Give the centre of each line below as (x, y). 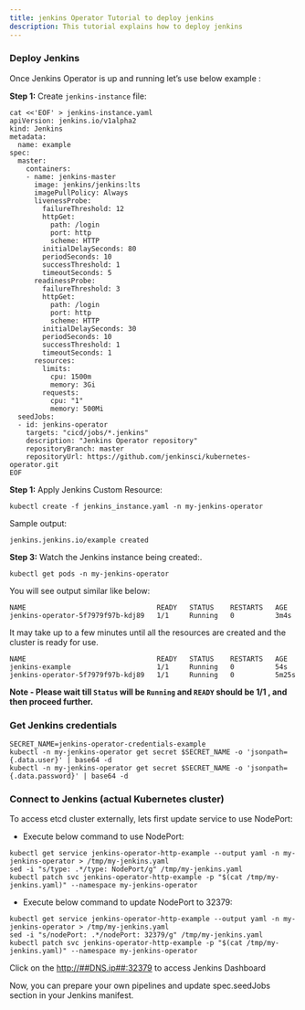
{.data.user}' (37, 760)
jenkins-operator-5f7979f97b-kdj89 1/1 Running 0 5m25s (153, 675)
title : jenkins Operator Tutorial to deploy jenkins (112, 18)
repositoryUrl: (55, 457)
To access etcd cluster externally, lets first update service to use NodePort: (151, 819)
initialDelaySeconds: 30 (89, 329)
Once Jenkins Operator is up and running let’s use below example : (136, 78)
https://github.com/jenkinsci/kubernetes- (169, 457)
